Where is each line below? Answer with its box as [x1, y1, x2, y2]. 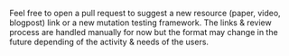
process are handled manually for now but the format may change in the [9, 27, 278, 37]
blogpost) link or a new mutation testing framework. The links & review [9, 17, 273, 28]
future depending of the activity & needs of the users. [9, 36, 210, 47]
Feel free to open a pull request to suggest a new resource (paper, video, [9, 8, 282, 18]
